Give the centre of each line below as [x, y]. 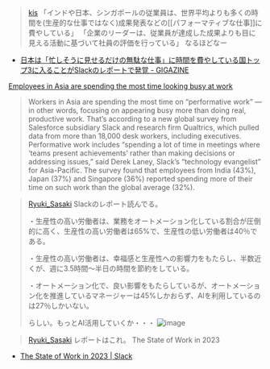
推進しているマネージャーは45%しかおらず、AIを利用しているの [155, 296]
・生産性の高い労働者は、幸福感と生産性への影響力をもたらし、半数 [141, 258]
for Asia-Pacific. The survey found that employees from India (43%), [142, 170]
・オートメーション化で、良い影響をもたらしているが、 [120, 286]
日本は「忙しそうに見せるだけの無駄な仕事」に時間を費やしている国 [133, 60]
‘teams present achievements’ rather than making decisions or [131, 153]
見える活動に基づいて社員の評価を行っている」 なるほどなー [127, 43]
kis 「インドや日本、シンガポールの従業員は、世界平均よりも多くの [139, 12]
